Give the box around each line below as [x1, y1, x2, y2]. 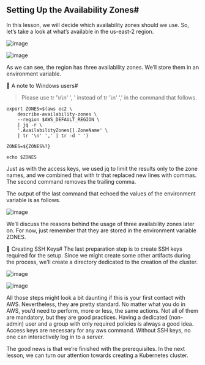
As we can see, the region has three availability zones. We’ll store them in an [6, 63, 199, 71]
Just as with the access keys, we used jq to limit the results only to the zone [6, 165, 198, 172]
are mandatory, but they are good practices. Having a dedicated [6, 313, 168, 321]
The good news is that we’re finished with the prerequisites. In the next [6, 345, 185, 352]
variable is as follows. [6, 196, 61, 203]
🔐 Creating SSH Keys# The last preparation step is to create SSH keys [6, 245, 182, 253]
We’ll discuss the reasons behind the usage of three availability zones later [6, 220, 195, 227]
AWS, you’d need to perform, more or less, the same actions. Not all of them [6, 307, 199, 314]
